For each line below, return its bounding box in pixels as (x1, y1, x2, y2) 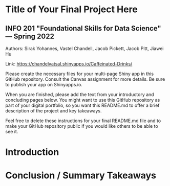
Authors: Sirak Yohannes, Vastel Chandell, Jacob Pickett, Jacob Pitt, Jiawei (5, 45, 164, 52)
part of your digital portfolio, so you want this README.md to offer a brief (5, 102, 160, 108)
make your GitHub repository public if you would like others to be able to (5, 123, 158, 129)
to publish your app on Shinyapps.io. (5, 82, 83, 87)
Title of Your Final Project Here (5, 4, 138, 15)
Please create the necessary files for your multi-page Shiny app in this (5, 71, 154, 77)
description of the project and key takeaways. (5, 108, 102, 113)
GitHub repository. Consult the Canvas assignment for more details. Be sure (5, 76, 165, 82)
